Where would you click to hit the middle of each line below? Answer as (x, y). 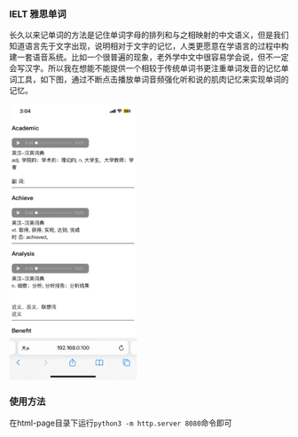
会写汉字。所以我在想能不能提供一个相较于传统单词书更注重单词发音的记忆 (145, 68)
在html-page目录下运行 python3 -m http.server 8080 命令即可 (121, 423)
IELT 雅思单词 (38, 13)
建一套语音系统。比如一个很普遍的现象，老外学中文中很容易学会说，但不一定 (149, 57)
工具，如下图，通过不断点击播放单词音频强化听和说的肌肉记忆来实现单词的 (153, 79)
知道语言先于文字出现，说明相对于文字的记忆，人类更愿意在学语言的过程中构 (149, 46)
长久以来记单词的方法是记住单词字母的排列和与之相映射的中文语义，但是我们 (149, 35)
